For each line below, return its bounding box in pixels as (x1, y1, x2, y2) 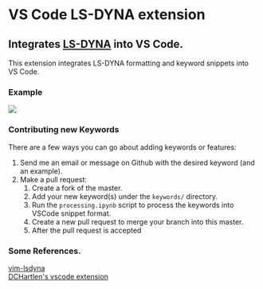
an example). (19, 166, 63, 176)
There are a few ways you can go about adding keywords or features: (8, 142, 237, 152)
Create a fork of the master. (31, 183, 123, 193)
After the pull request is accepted (31, 225, 142, 235)
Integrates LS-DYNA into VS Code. (8, 37, 183, 51)
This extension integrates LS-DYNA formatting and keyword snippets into (8, 58, 249, 68)
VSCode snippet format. (31, 209, 112, 218)
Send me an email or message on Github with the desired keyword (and (19, 158, 255, 167)
